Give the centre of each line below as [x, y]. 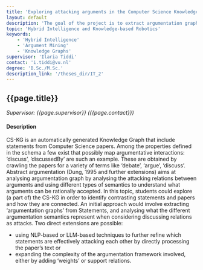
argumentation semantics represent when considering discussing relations [99, 217]
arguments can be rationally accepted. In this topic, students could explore [99, 191]
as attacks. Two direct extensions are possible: [65, 223]
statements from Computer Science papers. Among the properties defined [99, 146]
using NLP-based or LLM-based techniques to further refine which [98, 235]
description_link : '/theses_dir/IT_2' [55, 74]
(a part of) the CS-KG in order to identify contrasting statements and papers [101, 198]
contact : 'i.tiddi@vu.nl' [39, 62]
